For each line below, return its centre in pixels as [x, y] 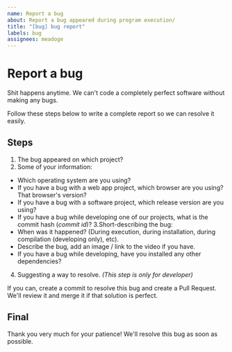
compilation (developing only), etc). [68, 239]
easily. [16, 121]
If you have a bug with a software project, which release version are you [121, 202]
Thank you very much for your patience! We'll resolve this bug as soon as [112, 334]
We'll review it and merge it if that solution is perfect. [83, 295]
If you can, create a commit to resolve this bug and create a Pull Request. [112, 288]
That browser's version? [52, 195]
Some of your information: [55, 166]
